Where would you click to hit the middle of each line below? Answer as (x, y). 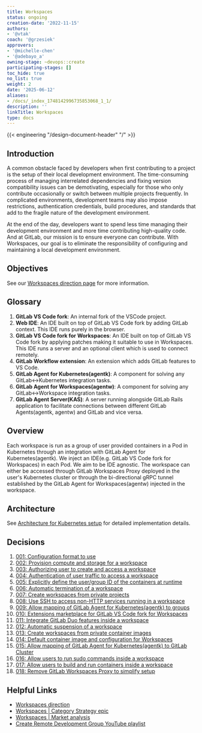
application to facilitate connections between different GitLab (91, 405)
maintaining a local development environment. (64, 250)
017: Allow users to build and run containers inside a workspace (94, 665)
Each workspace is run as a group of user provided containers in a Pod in (97, 445)
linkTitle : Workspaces (35, 112)
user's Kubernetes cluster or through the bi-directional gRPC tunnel (90, 477)
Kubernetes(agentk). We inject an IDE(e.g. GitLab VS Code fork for (89, 458)
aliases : (18, 95)
